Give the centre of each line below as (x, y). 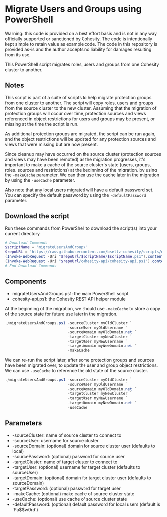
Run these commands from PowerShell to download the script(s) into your (81, 228)
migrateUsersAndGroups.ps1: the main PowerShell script (70, 293)
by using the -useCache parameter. (40, 180)
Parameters (24, 423)
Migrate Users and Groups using (73, 9)
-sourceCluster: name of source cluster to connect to (67, 435)
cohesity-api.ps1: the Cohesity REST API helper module (69, 299)
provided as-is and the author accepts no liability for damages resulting (78, 49)
